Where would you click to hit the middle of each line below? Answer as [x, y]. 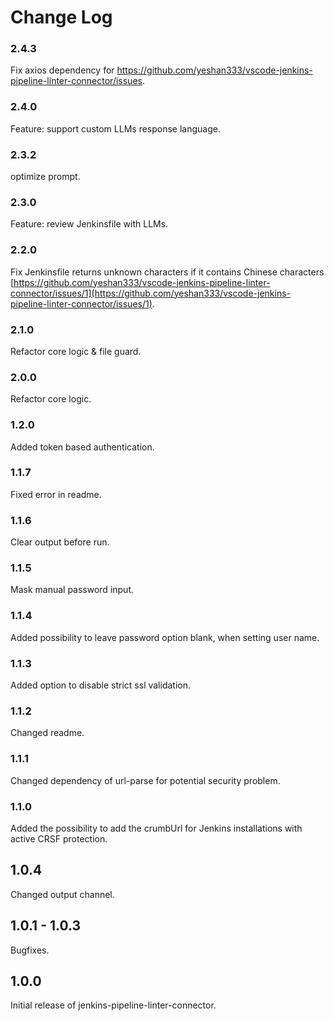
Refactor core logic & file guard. [76, 351]
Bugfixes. [30, 950]
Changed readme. [47, 733]
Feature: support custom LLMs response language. [115, 128]
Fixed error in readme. [56, 494]
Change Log [61, 17]
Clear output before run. [60, 542]
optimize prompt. [45, 177]
